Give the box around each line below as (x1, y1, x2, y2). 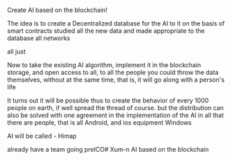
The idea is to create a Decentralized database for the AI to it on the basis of (7, 19, 225, 27)
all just (7, 48, 26, 55)
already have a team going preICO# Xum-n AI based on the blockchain (7, 145, 209, 153)
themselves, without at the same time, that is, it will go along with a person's (7, 75, 225, 84)
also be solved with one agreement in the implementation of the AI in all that (7, 111, 224, 119)
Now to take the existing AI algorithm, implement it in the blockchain (7, 61, 202, 69)
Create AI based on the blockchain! (7, 6, 108, 14)
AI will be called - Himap (7, 132, 77, 140)
